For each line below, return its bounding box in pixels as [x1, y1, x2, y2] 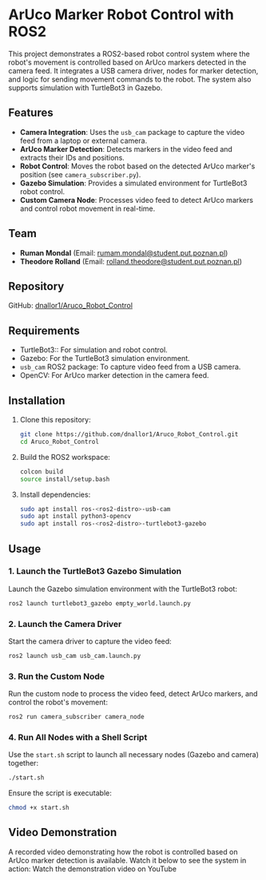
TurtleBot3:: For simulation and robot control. [19, 345, 168, 355]
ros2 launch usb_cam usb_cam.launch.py [8, 652, 141, 660]
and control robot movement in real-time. [19, 204, 156, 213]
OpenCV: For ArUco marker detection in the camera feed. [19, 371, 209, 380]
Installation [8, 394, 66, 407]
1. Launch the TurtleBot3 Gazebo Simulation [8, 565, 182, 577]
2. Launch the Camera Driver [8, 618, 122, 629]
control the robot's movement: [8, 697, 108, 708]
